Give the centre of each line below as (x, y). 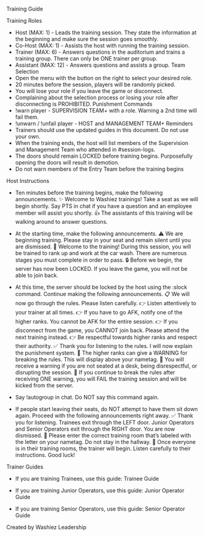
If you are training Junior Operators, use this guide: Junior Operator (100, 491)
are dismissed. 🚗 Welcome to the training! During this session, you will (103, 246)
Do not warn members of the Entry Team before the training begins (99, 169)
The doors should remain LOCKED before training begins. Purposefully (104, 156)
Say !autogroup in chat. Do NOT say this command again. (87, 397)
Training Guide (25, 9)
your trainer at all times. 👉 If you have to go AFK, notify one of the (99, 312)
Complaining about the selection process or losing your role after (97, 98)
